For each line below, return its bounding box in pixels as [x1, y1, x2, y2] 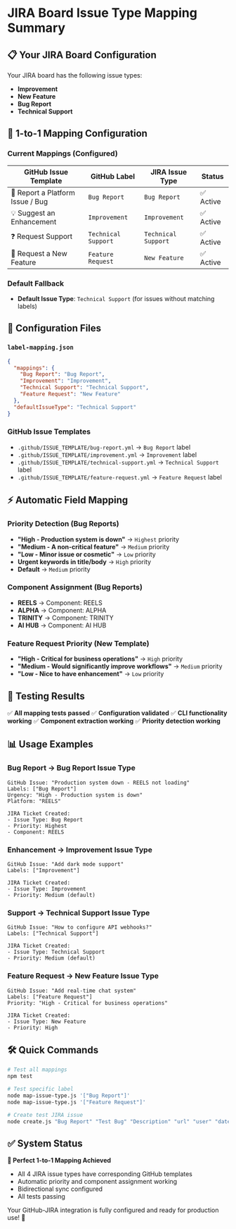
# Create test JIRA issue [7, 1111, 83, 1118]
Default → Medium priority [17, 565, 91, 573]
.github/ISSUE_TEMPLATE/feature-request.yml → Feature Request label [17, 472, 223, 481]
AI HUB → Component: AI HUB [17, 620, 107, 629]
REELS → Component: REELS [17, 598, 103, 607]
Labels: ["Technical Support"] [7, 930, 99, 937]
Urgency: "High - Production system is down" [7, 791, 143, 798]
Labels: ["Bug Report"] [7, 785, 77, 793]
